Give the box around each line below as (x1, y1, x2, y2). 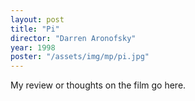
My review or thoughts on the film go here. (10, 79, 187, 91)
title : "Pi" (10, 24, 60, 34)
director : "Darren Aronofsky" (10, 33, 137, 43)
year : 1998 (10, 42, 56, 53)
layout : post (10, 14, 65, 25)
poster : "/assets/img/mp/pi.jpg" (10, 52, 150, 62)
